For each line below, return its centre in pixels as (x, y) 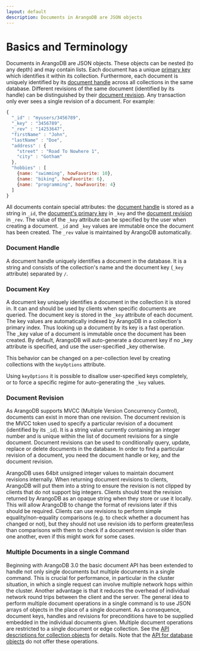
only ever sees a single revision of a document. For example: (81, 102)
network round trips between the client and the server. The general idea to (98, 597)
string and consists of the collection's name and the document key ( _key (95, 267)
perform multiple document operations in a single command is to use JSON (99, 603)
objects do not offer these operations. (53, 641)
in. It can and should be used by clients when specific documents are (91, 309)
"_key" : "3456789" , (37, 124)
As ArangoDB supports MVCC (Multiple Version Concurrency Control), (93, 411)
